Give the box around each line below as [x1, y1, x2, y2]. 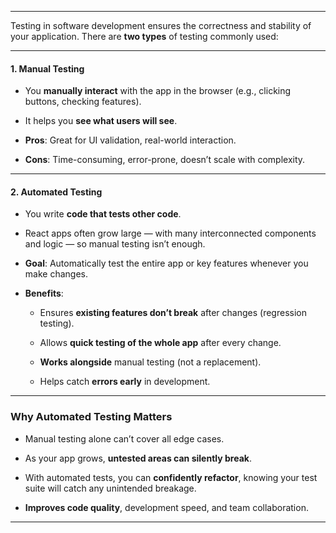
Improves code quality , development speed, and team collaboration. [24, 501, 309, 513]
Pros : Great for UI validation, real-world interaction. [24, 134, 237, 146]
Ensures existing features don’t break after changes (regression [39, 307, 307, 319]
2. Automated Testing [10, 186, 103, 198]
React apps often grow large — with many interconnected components [24, 227, 317, 240]
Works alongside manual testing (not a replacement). [39, 356, 262, 368]
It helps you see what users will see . [24, 115, 178, 127]
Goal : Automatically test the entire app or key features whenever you [24, 257, 309, 270]
